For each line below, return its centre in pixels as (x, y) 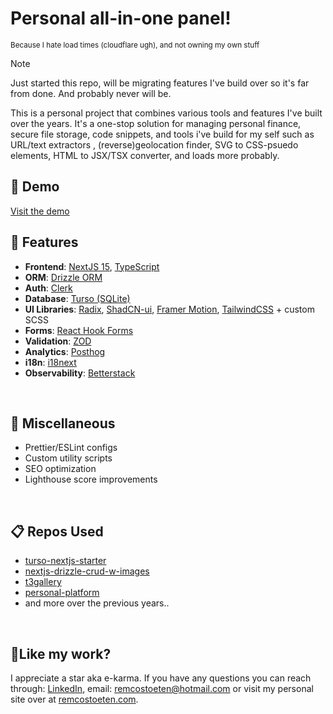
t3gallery (43, 582)
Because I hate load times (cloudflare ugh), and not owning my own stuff (135, 45)
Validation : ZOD (58, 341)
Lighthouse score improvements (91, 479)
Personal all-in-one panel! (121, 18)
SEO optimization (60, 469)
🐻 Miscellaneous (63, 423)
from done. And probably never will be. (91, 93)
